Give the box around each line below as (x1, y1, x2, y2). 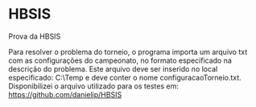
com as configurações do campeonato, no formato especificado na (8, 56, 232, 65)
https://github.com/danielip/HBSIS (8, 89, 122, 99)
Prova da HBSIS (8, 31, 61, 41)
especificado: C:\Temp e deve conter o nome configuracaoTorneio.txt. (8, 72, 242, 82)
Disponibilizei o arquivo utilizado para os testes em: (8, 81, 179, 91)
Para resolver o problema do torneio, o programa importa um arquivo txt (8, 47, 248, 56)
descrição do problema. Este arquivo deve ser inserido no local (8, 64, 218, 73)
